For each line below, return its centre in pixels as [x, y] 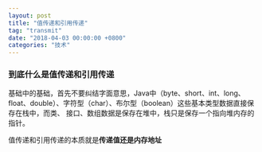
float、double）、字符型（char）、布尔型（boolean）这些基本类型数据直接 [128, 103]
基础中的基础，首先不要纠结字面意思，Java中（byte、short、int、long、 [127, 93]
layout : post [30, 16]
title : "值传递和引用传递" [48, 23]
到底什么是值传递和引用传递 [61, 75]
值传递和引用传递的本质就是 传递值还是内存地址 [85, 140]
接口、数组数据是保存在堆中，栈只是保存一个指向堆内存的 [160, 113]
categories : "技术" [39, 45]
